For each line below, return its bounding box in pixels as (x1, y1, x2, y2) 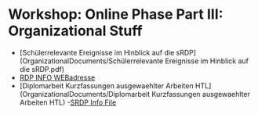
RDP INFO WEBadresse (19, 73, 96, 82)
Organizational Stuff (8, 22, 143, 40)
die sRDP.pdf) (19, 64, 65, 73)
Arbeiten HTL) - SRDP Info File (19, 98, 117, 107)
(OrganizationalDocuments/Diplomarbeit (19, 89, 151, 98)
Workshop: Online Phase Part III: (8, 5, 223, 23)
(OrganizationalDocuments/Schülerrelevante (19, 56, 164, 66)
